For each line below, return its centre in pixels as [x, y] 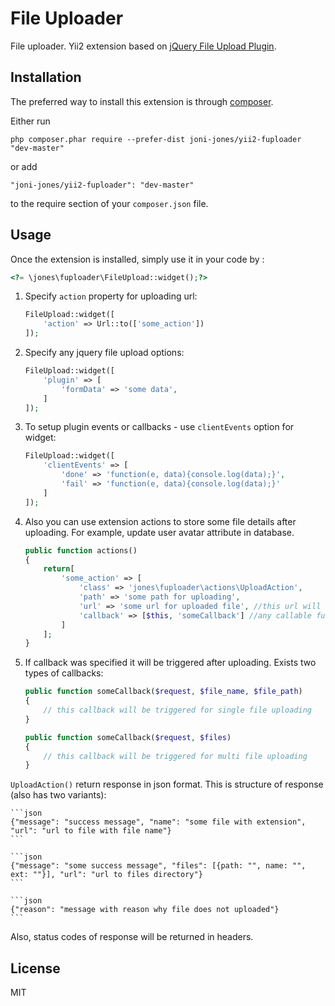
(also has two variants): [58, 795]
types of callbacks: [64, 673]
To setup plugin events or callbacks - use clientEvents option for [159, 427]
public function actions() [81, 550]
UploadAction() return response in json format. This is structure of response [167, 784]
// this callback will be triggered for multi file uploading [175, 756]
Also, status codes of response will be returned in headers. [132, 937]
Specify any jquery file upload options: [104, 353]
